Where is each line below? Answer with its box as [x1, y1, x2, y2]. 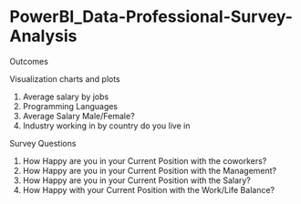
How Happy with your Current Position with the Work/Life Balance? [22, 184, 275, 195]
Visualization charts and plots [9, 73, 120, 84]
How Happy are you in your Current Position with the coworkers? [22, 155, 267, 166]
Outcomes [9, 56, 48, 66]
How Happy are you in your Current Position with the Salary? [22, 175, 251, 186]
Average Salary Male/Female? [22, 110, 135, 121]
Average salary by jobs [22, 91, 109, 102]
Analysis [9, 25, 78, 46]
